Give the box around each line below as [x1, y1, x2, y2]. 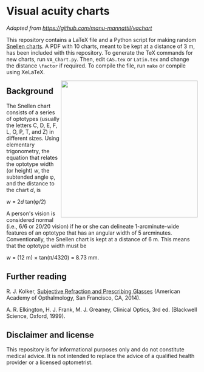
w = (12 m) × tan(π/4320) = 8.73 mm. [6, 253, 100, 261]
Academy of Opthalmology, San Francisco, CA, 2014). [6, 294, 141, 301]
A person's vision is [6, 210, 56, 217]
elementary [6, 141, 35, 148]
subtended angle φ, [6, 173, 56, 181]
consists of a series [6, 108, 55, 116]
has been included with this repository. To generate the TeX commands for [6, 49, 193, 56]
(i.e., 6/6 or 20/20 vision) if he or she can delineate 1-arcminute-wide [6, 222, 179, 230]
